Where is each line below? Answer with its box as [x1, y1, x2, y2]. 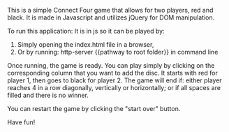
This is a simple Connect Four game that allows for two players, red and [7, 6, 214, 14]
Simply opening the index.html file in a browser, [17, 41, 154, 48]
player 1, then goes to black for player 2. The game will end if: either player [7, 76, 222, 85]
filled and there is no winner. [7, 91, 89, 99]
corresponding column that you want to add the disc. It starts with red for [7, 69, 218, 77]
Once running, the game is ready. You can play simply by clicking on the [7, 61, 215, 69]
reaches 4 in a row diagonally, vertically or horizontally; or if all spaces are [7, 84, 221, 91]
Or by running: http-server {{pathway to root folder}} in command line [17, 48, 219, 56]
